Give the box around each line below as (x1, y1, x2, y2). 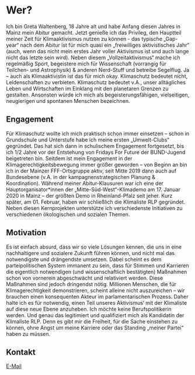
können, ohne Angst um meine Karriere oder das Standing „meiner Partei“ (6, 324, 184, 331)
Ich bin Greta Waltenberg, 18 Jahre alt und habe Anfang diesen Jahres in (6, 23, 181, 30)
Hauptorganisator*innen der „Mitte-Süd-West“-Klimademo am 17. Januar (6, 185, 181, 193)
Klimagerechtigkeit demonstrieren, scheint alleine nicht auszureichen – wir (6, 287, 185, 294)
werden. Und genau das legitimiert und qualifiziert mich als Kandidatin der (6, 311, 184, 319)
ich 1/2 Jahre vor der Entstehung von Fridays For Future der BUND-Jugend (6, 149, 186, 156)
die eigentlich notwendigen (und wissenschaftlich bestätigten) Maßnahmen (6, 268, 187, 275)
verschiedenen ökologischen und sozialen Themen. (6, 211, 130, 218)
